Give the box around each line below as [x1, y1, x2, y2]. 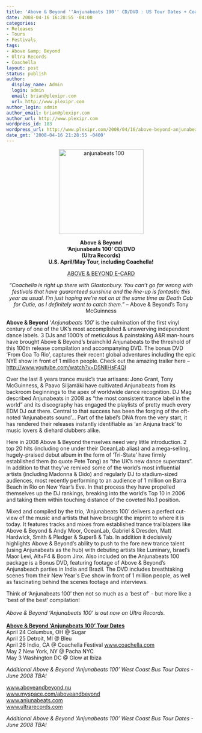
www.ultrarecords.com [6, 703, 63, 710]
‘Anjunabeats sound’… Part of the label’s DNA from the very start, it [22, 414, 188, 421]
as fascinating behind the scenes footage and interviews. [6, 578, 148, 585]
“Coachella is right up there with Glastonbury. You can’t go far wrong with [8, 281, 194, 288]
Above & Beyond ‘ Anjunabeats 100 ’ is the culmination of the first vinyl [6, 319, 180, 326]
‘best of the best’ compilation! [6, 596, 80, 603]
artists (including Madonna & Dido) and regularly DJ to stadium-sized [6, 470, 178, 477]
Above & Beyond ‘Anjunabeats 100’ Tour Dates [6, 622, 125, 629]
